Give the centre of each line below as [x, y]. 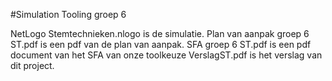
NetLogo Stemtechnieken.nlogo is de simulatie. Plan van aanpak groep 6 [160, 33]
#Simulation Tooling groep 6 [68, 14]
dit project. [32, 65]
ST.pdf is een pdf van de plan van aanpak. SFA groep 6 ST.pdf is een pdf [161, 44]
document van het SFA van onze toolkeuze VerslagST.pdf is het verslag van [166, 55]
